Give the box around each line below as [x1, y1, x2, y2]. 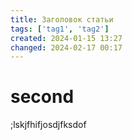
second [10, 86, 75, 108]
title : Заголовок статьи [10, 14, 114, 25]
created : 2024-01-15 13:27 [10, 33, 123, 43]
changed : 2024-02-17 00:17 [10, 42, 123, 53]
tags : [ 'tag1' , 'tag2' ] [10, 24, 110, 34]
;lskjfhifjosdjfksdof [10, 119, 87, 131]
